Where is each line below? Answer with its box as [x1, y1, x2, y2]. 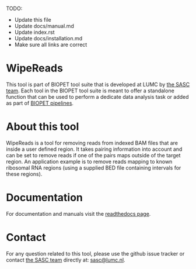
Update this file [14, 16, 51, 23]
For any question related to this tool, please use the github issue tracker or [6, 250, 185, 257]
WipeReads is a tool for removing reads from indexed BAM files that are [6, 139, 178, 146]
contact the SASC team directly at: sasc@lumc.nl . [6, 256, 125, 263]
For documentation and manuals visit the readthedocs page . [6, 210, 151, 217]
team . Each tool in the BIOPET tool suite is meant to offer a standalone [6, 87, 175, 94]
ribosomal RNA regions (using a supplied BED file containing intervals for [6, 164, 181, 171]
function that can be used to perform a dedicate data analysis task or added [6, 93, 189, 100]
